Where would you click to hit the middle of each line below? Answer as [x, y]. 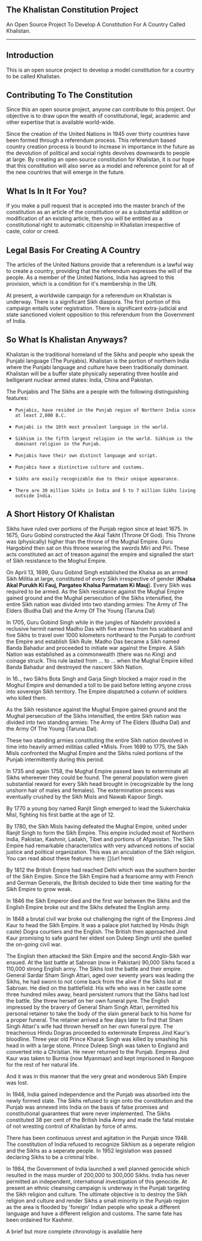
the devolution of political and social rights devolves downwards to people [98, 153]
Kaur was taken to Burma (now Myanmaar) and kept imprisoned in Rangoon [100, 1058]
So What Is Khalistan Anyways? [67, 340]
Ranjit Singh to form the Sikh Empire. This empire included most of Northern [100, 833]
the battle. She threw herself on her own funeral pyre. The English [88, 1000]
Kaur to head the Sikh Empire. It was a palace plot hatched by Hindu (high [98, 925]
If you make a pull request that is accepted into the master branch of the [96, 206]
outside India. [34, 495]
